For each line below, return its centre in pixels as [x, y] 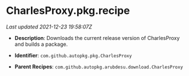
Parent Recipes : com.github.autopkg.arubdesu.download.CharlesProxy [99, 66]
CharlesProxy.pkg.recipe [68, 11]
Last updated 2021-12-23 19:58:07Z [49, 27]
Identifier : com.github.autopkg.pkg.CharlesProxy [73, 55]
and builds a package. [41, 44]
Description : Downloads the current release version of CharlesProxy [97, 38]
